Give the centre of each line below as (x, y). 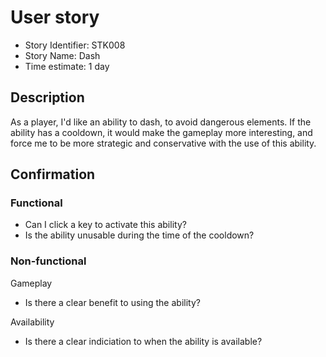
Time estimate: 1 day (67, 66)
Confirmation (53, 174)
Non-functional (48, 261)
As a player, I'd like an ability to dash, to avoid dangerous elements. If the (161, 122)
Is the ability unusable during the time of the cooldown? (139, 235)
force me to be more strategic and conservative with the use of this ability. (163, 143)
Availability (32, 322)
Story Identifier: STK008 (75, 45)
